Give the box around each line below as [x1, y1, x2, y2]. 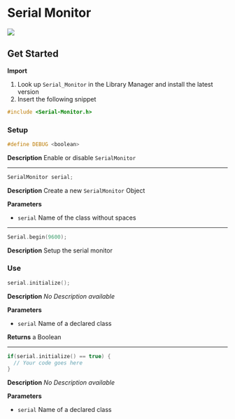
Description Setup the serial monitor [7, 246, 113, 255]
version [17, 87, 40, 96]
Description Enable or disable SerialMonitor [7, 153, 136, 162]
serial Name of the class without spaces [17, 213, 136, 222]
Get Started [7, 48, 59, 60]
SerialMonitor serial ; [7, 173, 73, 180]
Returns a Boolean [7, 332, 62, 341]
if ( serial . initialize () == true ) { [7, 353, 111, 360]
